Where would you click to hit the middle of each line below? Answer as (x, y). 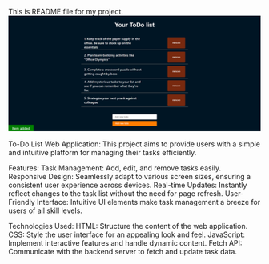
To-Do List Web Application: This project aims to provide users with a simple (134, 144)
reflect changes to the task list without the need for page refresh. (116, 194)
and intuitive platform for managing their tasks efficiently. (102, 153)
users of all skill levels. (45, 210)
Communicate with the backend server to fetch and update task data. (123, 252)
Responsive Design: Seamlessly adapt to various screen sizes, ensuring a (129, 177)
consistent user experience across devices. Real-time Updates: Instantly (128, 185)
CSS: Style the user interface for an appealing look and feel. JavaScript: (127, 234)
